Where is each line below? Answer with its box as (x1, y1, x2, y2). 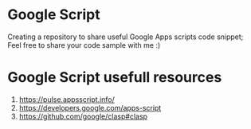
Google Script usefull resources (7, 68, 222, 87)
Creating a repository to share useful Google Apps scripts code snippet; (7, 32, 244, 41)
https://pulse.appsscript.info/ (18, 94, 115, 104)
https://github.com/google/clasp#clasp (18, 111, 148, 121)
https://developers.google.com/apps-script (18, 103, 162, 112)
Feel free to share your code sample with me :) (7, 40, 161, 49)
